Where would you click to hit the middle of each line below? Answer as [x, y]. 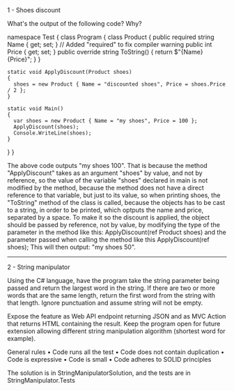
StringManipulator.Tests [41, 380]
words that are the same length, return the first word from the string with [111, 295]
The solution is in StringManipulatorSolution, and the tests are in [99, 373]
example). [22, 338]
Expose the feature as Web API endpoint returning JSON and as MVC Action [117, 316]
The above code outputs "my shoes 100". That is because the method [107, 166]
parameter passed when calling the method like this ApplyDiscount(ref [109, 239]
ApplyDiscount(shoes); [46, 127]
